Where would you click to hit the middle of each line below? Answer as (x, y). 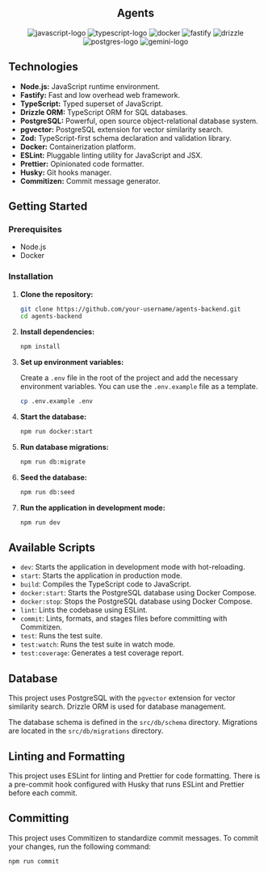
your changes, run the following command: (80, 846)
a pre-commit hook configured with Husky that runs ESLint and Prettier (126, 785)
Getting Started (48, 207)
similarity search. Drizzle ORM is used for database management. (117, 706)
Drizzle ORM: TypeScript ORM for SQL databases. (104, 112)
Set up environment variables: (72, 362)
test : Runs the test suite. (61, 636)
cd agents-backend (51, 316)
